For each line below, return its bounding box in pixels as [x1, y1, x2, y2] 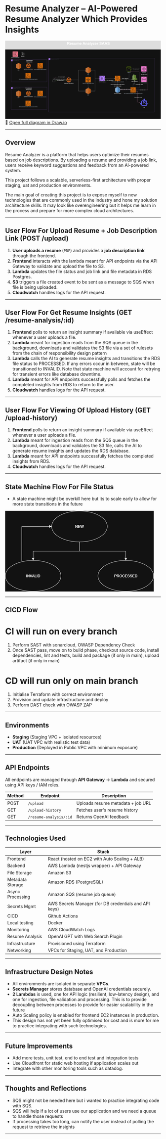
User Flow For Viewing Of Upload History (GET [5, 406, 151, 414]
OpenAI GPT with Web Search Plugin [47, 933, 123, 940]
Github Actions [47, 913, 78, 919]
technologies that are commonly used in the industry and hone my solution [5, 197, 158, 203]
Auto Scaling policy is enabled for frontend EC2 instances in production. [12, 1012, 160, 1018]
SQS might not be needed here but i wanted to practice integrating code [12, 1097, 160, 1103]
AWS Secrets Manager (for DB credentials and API [47, 901, 150, 907]
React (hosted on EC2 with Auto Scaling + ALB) [47, 856, 144, 862]
